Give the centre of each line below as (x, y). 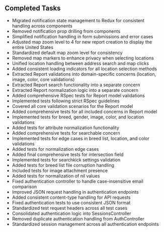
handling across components (42, 26)
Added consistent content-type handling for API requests (71, 197)
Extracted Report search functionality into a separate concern (76, 85)
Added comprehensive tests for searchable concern (66, 133)
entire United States (33, 47)
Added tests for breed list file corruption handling (63, 165)
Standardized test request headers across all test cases (70, 208)
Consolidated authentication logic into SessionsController (71, 213)
